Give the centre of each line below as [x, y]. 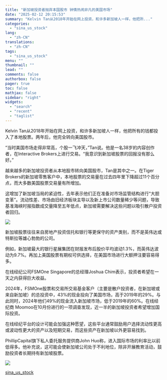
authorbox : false [23, 79]
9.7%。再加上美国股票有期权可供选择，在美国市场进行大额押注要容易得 [86, 255]
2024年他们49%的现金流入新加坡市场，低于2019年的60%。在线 [88, 301]
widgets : [14, 102]
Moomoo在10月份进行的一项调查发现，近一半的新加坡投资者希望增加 [85, 307]
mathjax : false [21, 93]
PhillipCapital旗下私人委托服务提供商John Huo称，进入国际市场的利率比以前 [83, 340]
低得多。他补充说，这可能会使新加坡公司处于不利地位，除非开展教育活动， [81, 347]
